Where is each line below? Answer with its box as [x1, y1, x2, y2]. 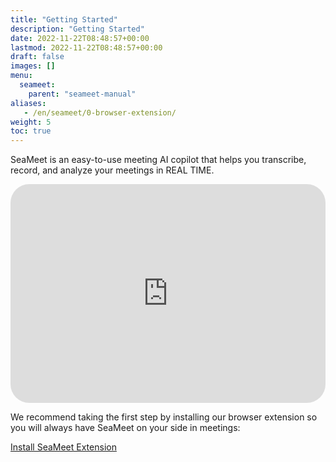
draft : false [10, 52, 65, 62]
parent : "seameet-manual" [28, 89, 137, 99]
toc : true [10, 126, 52, 136]
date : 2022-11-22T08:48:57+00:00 [10, 33, 150, 43]
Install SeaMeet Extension [10, 441, 117, 453]
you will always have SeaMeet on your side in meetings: [10, 422, 241, 434]
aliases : [10, 98, 47, 108]
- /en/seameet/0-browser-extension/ [23, 107, 177, 118]
